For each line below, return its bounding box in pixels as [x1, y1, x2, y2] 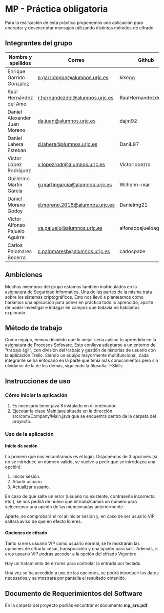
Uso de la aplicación [5, 430, 54, 437]
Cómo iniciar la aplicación [5, 392, 68, 399]
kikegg [119, 74, 135, 81]
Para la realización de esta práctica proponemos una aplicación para [5, 20, 143, 25]
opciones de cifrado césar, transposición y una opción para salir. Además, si [5, 546, 159, 552]
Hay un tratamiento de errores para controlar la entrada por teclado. [5, 561, 142, 566]
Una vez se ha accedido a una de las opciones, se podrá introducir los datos [5, 570, 159, 576]
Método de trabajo [5, 324, 62, 332]
